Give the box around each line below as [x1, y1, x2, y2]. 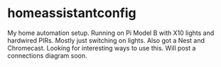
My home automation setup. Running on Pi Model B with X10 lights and [7, 29, 215, 37]
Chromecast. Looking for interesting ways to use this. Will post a [7, 43, 196, 52]
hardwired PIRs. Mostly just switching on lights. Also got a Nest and [7, 36, 205, 44]
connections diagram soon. [7, 51, 87, 60]
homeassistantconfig [7, 5, 136, 21]
